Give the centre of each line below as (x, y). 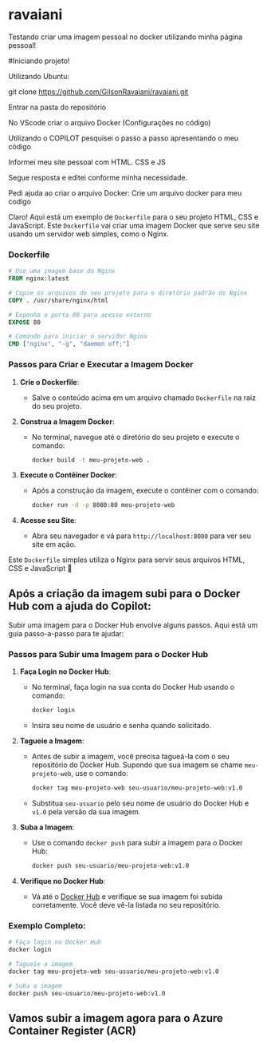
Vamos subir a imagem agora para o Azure (116, 1018)
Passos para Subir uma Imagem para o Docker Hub (108, 655)
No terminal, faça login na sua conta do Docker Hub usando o (133, 687)
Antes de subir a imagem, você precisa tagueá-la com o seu (130, 757)
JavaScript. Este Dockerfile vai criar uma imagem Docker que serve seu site (134, 225)
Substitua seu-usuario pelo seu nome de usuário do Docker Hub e (140, 803)
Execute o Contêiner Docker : (68, 475)
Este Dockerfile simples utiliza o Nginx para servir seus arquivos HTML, (127, 560)
